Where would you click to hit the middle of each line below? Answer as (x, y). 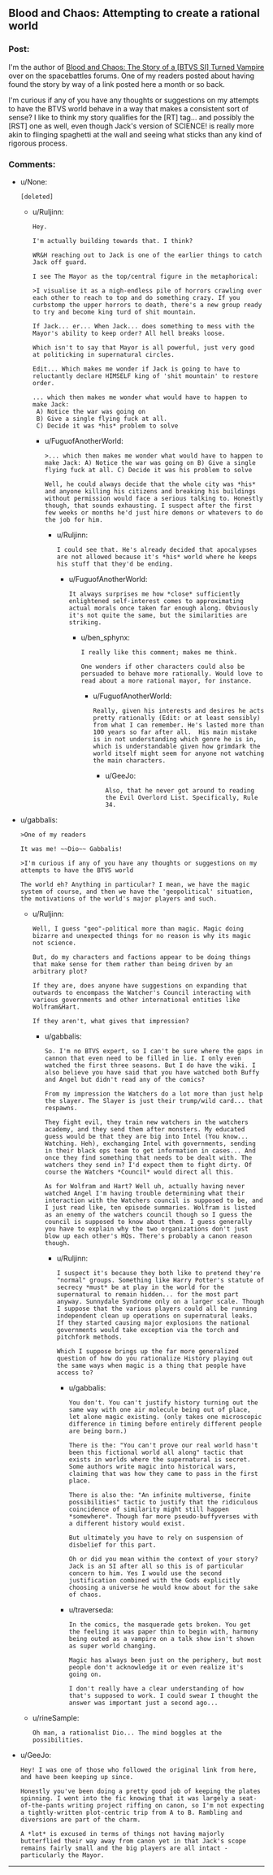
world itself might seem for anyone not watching (179, 753)
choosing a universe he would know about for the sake (163, 1587)
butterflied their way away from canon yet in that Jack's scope (133, 1841)
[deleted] (37, 197)
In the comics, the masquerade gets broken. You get (160, 1625)
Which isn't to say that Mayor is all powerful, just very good (143, 347)
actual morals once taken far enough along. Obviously (163, 608)
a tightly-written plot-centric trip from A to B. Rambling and (131, 1812)
